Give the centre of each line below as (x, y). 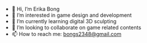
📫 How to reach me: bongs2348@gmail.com (66, 34)
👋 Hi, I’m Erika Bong (36, 9)
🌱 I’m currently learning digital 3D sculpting (64, 21)
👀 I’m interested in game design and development (72, 15)
